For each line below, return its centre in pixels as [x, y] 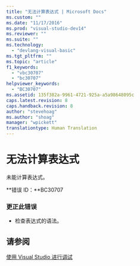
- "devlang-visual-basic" [44, 51]
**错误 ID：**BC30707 [35, 190]
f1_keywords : [22, 67]
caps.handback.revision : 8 [40, 106]
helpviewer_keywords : [33, 84]
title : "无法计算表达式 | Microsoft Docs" [57, 12]
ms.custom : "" [24, 17]
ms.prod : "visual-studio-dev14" [46, 28]
